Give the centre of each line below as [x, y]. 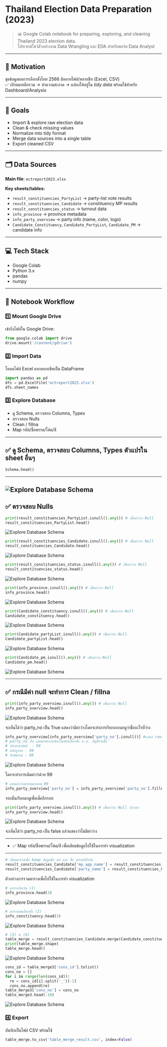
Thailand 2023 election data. [47, 41]
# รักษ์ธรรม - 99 [19, 755]
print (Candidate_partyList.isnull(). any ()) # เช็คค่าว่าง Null [66, 634]
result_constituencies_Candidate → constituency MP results [75, 204]
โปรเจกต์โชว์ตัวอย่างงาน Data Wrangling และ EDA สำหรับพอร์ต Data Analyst [86, 46]
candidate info [27, 230]
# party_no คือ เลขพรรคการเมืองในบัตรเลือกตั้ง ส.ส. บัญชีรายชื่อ [56, 741]
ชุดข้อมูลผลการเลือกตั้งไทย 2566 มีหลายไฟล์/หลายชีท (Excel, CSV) [62, 79]
